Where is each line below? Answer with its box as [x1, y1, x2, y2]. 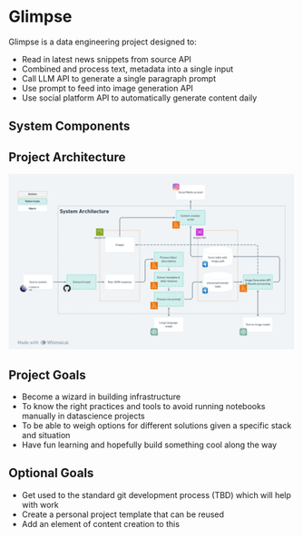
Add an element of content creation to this [21, 518, 181, 529]
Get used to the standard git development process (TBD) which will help [21, 489, 292, 500]
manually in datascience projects [21, 410, 146, 422]
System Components [8, 119, 131, 134]
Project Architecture [8, 149, 126, 165]
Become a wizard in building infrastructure [21, 391, 181, 402]
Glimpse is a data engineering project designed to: [8, 36, 197, 47]
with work [21, 499, 60, 510]
